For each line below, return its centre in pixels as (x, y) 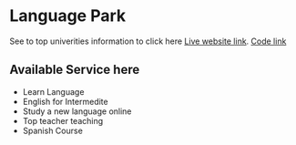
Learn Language (53, 91)
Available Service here (75, 70)
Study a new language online (77, 111)
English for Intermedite (65, 101)
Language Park (68, 16)
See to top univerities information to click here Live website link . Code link (148, 41)
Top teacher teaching (63, 120)
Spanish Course (53, 130)
